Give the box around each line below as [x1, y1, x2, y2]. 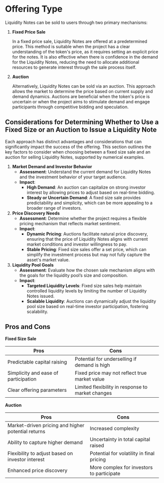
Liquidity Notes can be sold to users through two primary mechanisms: [5, 19, 148, 25]
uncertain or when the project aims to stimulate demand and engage [12, 98, 150, 104]
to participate [89, 470, 121, 477]
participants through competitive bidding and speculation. [12, 104, 129, 110]
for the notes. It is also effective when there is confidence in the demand [12, 54, 158, 59]
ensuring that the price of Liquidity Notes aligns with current [26, 236, 148, 242]
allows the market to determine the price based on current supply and [12, 88, 153, 94]
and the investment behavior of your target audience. [19, 174, 127, 180]
